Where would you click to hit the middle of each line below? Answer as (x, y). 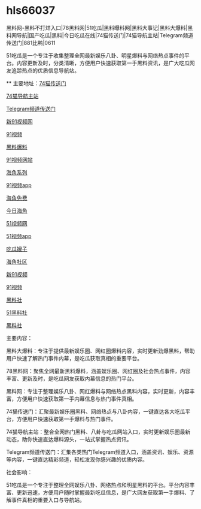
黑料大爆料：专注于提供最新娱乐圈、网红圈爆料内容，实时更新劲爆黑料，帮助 (100, 351)
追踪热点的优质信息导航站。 (45, 70)
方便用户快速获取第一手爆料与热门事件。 (66, 419)
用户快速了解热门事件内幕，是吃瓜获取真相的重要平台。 (74, 358)
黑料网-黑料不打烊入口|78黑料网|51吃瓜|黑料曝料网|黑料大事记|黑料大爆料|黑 (100, 28)
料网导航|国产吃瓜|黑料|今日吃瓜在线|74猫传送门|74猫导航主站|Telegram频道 (100, 35)
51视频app (19, 236)
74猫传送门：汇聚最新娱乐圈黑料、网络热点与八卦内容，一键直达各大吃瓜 (96, 411)
